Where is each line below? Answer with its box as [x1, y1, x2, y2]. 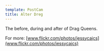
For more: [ [5, 35, 28, 41]
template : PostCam [5, 7, 43, 12]
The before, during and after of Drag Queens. [5, 25, 98, 31]
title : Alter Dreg [5, 12, 43, 17]
